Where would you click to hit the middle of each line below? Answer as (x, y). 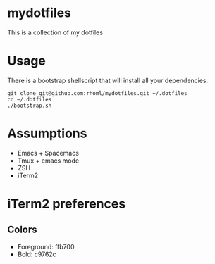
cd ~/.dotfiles (30, 99)
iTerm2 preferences (67, 204)
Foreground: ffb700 (46, 246)
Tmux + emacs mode (48, 161)
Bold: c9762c (37, 254)
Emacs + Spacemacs (48, 153)
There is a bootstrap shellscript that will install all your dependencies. (108, 80)
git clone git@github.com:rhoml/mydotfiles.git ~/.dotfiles (98, 93)
